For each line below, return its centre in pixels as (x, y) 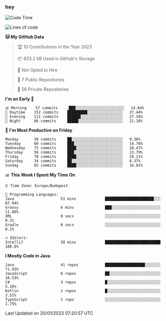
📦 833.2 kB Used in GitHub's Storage (56, 59)
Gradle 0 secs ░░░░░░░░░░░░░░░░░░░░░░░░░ (83, 225)
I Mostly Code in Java (28, 256)
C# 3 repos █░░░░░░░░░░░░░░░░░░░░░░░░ (83, 282)
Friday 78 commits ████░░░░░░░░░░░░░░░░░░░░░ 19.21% (74, 157)
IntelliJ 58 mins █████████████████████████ (83, 242)
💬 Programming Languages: (32, 194)
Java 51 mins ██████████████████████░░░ (83, 199)
